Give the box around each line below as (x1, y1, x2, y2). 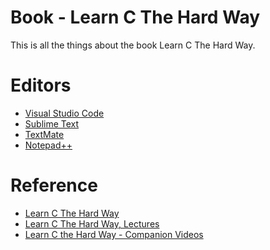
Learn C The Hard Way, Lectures (24, 217, 160, 230)
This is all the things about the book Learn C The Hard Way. (10, 39, 256, 51)
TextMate (24, 128, 65, 140)
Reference (10, 174, 98, 197)
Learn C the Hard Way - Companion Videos (24, 228, 204, 240)
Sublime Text (24, 117, 80, 130)
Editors (10, 74, 72, 97)
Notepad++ (24, 139, 73, 151)
